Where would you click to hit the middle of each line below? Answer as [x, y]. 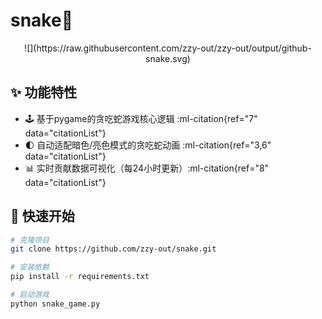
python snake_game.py [55, 304]
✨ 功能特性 [44, 92]
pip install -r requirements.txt [80, 277]
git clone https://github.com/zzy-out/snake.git [113, 249]
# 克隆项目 [30, 240]
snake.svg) [168, 58]
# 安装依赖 [30, 267]
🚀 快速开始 [42, 216]
